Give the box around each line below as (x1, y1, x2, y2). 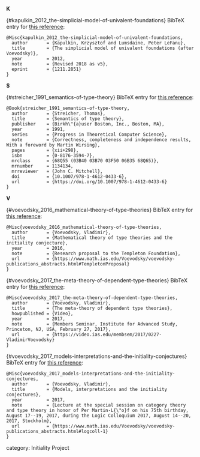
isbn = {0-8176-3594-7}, (11, 153, 95, 159)
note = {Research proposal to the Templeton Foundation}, (11, 250, 181, 256)
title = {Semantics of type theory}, (11, 116, 125, 122)
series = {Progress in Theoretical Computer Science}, (11, 132, 168, 138)
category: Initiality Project (6, 444, 70, 451)
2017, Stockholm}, (6, 418, 52, 424)
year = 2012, (11, 56, 66, 62)
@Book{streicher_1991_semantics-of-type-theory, (6, 105, 130, 111)
